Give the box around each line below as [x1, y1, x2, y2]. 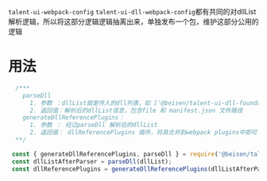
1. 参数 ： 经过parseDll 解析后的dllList [29, 121, 158, 129]
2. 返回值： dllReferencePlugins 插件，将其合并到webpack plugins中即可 [29, 129, 257, 137]
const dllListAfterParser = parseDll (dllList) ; [11, 157, 172, 165]
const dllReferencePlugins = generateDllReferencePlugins [11, 165, 208, 173]
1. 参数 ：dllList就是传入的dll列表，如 [29, 98, 151, 107]
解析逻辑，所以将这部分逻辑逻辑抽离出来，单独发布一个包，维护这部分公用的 [8, 17, 259, 26]
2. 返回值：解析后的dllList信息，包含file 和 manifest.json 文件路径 [29, 106, 243, 114]
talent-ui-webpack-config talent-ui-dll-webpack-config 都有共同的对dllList [8, 7, 257, 16]
